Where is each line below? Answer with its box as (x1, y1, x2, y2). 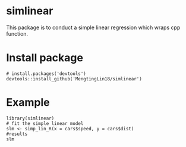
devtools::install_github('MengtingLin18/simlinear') (6, 76, 143, 82)
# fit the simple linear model (6, 120, 84, 126)
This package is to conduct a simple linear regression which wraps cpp (6, 24, 181, 31)
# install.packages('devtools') (6, 70, 86, 77)
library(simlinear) (6, 115, 55, 121)
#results (6, 131, 28, 137)
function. (6, 30, 29, 37)
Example (6, 96, 50, 110)
